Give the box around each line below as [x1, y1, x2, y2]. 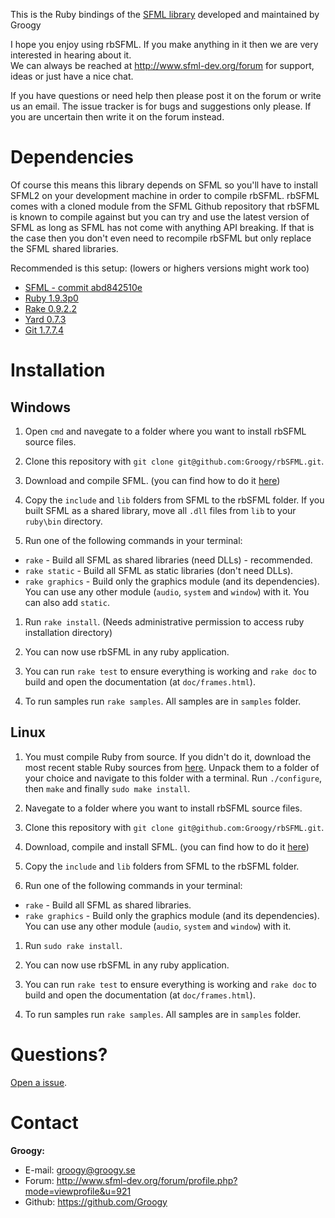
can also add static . [24, 596, 110, 608]
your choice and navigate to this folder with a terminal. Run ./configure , [24, 772, 323, 784]
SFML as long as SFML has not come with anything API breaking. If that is [10, 221, 315, 233]
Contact [10, 1111, 79, 1134]
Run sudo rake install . [24, 939, 123, 951]
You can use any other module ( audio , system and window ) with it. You [24, 585, 310, 598]
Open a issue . [10, 1076, 68, 1088]
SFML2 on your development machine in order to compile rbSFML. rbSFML [10, 189, 320, 201]
